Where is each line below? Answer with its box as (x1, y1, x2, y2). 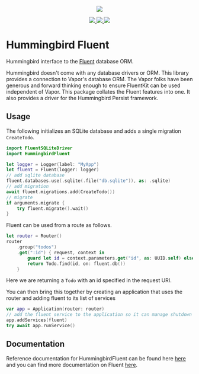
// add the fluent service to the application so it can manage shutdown (6, 312, 192, 318)
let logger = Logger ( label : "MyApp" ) (6, 161, 99, 167)
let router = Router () (6, 233, 62, 239)
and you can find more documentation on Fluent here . (6, 361, 138, 368)
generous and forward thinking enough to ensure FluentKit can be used (6, 82, 181, 89)
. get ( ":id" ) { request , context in (17, 250, 105, 255)
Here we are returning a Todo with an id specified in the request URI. (6, 277, 172, 284)
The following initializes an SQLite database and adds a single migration (6, 127, 182, 135)
